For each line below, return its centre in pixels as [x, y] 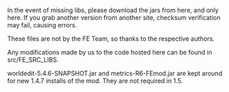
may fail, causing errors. [42, 25]
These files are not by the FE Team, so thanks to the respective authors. [111, 39]
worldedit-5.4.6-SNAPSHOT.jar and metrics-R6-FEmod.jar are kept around [115, 73]
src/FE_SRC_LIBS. [33, 60]
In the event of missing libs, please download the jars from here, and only [113, 10]
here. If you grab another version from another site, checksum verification [114, 18]
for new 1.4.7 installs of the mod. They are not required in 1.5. [95, 81]
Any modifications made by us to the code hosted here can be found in [110, 52]
